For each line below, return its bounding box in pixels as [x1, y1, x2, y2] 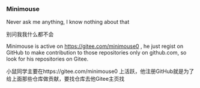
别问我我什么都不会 [6, 31, 54, 38]
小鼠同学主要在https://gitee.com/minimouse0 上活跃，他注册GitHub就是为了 [6, 68, 195, 75]
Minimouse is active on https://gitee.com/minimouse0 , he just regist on [6, 43, 184, 50]
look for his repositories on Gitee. [6, 56, 89, 63]
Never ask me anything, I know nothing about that [6, 19, 130, 26]
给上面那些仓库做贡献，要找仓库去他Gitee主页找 [6, 75, 125, 83]
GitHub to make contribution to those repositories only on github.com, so [6, 49, 187, 56]
